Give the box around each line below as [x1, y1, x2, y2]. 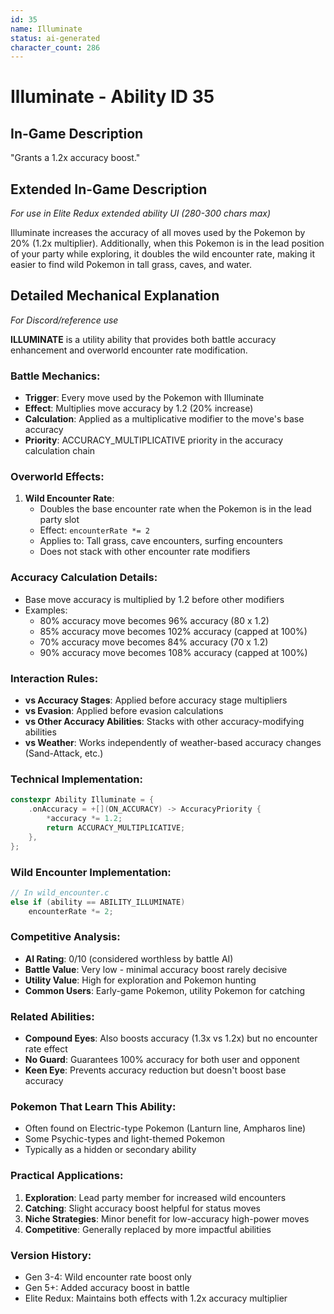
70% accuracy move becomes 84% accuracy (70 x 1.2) [39, 636, 269, 648]
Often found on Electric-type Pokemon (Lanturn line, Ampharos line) [24, 1122, 307, 1135]
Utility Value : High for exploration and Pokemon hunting [24, 974, 257, 986]
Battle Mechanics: [10, 369, 101, 383]
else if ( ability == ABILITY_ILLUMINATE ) [10, 897, 186, 907]
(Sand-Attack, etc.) [24, 747, 104, 760]
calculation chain [24, 445, 96, 457]
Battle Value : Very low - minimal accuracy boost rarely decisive [24, 963, 288, 975]
